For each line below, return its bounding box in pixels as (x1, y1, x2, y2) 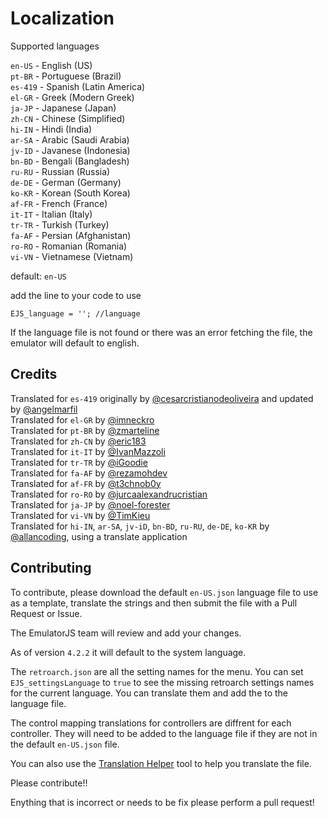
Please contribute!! (10, 777, 88, 789)
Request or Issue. (10, 607, 83, 619)
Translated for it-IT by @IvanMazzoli (10, 445, 166, 457)
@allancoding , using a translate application (10, 530, 188, 542)
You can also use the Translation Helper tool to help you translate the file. (10, 757, 312, 769)
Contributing (10, 560, 92, 577)
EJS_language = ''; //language (10, 308, 141, 319)
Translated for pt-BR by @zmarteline (10, 424, 160, 436)
